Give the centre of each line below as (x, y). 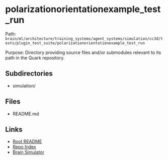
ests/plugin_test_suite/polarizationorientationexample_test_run (75, 43)
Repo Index (24, 147)
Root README (27, 141)
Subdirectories (29, 74)
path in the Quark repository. (35, 58)
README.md (26, 114)
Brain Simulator (28, 152)
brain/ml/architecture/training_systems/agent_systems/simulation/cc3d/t (84, 39)
